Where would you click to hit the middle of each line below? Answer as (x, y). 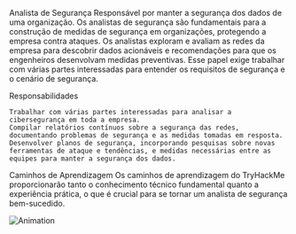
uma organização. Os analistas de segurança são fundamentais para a (138, 22)
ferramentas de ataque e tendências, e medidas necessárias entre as (140, 151)
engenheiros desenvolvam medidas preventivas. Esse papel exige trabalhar (147, 60)
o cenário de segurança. (54, 78)
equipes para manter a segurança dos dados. (93, 159)
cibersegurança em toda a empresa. (75, 120)
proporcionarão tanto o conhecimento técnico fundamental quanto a (134, 184)
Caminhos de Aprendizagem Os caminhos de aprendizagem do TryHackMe (147, 175)
